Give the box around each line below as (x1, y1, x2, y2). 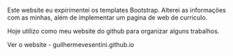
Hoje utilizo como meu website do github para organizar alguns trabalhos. (7, 27, 220, 35)
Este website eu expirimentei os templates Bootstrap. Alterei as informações (7, 6, 227, 14)
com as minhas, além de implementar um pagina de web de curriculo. (7, 13, 208, 22)
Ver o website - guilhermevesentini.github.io (7, 41, 135, 48)
